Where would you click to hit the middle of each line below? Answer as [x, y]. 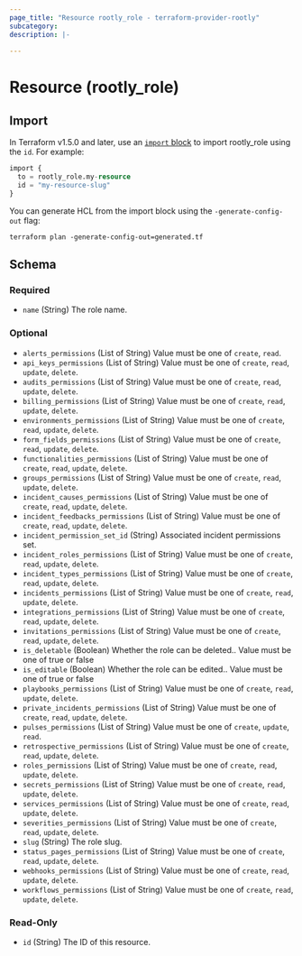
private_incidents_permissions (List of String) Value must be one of [149, 707]
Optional [28, 333]
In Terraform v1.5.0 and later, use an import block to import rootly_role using [150, 142]
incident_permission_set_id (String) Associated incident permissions [151, 535]
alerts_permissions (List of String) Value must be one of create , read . [152, 353]
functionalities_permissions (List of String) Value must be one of [145, 458]
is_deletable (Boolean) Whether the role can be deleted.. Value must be [157, 649]
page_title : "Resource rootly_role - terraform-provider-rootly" [134, 18]
